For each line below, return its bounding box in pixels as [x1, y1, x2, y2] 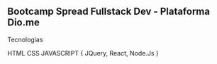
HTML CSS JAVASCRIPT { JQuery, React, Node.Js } [7, 49, 160, 57]
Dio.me [7, 17, 40, 29]
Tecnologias [7, 35, 43, 44]
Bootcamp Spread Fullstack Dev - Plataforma [7, 6, 211, 18]
